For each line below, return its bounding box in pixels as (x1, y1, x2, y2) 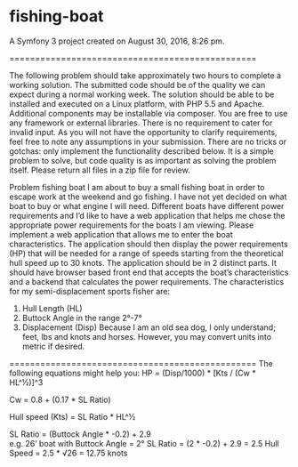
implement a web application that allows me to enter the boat (9, 229, 233, 239)
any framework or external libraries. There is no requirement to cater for (9, 117, 273, 128)
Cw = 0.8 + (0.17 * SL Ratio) (9, 394, 111, 405)
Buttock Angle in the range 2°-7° (21, 312, 142, 323)
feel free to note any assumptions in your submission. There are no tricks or (9, 136, 287, 147)
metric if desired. (21, 341, 85, 351)
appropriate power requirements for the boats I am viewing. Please (9, 220, 254, 230)
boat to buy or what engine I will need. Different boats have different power (9, 200, 285, 211)
